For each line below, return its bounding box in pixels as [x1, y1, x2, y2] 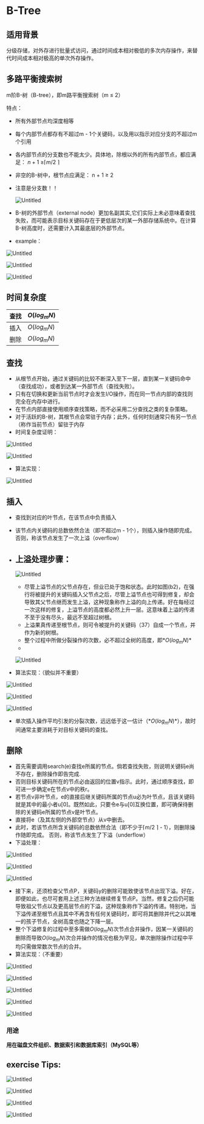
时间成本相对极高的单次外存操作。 [11, 54, 97, 62]
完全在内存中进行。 [15, 398, 64, 406]
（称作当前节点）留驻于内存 [15, 421, 85, 428]
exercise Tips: [6, 1059, 61, 1070]
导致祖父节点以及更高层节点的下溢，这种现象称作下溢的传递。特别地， [15, 903, 191, 910]
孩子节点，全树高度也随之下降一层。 [25, 918, 117, 925]
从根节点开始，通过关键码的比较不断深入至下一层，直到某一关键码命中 [15, 375, 191, 382]
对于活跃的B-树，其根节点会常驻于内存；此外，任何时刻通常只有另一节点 [15, 413, 197, 421]
